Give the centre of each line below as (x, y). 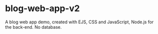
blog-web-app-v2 (42, 8)
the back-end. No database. (33, 27)
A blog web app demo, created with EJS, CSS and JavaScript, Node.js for (79, 22)
